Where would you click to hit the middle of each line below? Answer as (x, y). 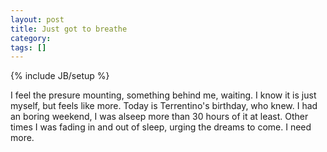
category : (31, 38)
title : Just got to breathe (69, 29)
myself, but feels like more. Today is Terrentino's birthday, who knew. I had (164, 106)
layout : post (37, 19)
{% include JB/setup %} (60, 76)
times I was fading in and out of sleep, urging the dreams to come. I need (161, 127)
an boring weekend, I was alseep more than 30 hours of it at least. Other (159, 117)
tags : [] (28, 47)
